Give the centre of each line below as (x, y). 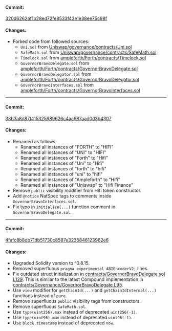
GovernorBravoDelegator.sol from (56, 74)
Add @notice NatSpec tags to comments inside (62, 196)
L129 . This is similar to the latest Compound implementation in (78, 279)
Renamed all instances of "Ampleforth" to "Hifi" (70, 180)
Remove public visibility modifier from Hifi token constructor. (77, 190)
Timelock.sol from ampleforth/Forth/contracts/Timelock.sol (83, 58)
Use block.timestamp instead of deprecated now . (63, 323)
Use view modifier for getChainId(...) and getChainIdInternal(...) (84, 290)
